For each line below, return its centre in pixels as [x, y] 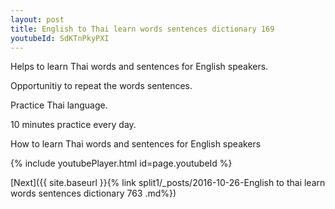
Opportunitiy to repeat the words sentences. [101, 86]
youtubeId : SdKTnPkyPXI [60, 38]
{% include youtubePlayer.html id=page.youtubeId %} [121, 163]
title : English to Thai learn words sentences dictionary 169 [142, 29]
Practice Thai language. [59, 105]
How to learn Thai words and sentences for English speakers [136, 144]
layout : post [37, 19]
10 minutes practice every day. [73, 125]
